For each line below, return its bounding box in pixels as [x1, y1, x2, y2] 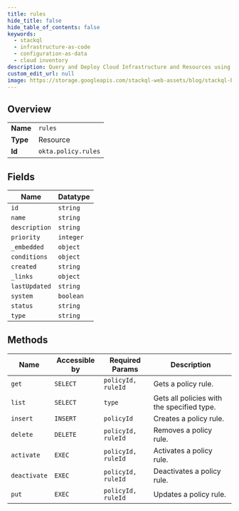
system [11, 292, 33, 300]
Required [109, 355, 141, 365]
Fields [7, 170, 36, 182]
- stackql [14, 37, 43, 44]
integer [58, 233, 84, 241]
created [11, 263, 37, 271]
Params [112, 364, 139, 374]
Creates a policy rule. [153, 413, 225, 423]
